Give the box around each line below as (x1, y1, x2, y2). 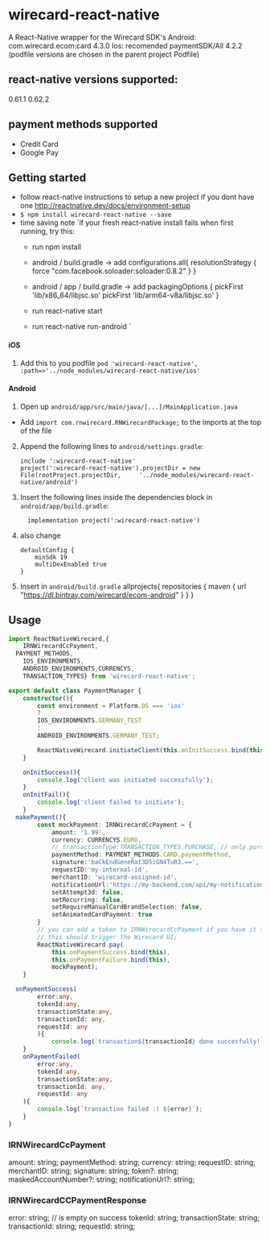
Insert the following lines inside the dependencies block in (19, 492, 213, 501)
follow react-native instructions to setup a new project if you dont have (19, 192, 255, 202)
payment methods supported (8, 118, 158, 131)
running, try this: (19, 227, 75, 236)
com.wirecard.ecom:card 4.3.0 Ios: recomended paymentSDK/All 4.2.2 (8, 40, 243, 50)
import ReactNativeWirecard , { (8, 634, 110, 642)
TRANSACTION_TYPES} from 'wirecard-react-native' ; (22, 671, 196, 680)
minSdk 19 (35, 553, 67, 561)
